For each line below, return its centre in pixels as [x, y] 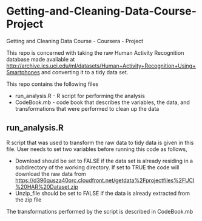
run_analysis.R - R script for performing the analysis [80, 96]
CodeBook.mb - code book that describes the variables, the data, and [102, 102]
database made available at [41, 59]
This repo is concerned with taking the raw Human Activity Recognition [95, 52]
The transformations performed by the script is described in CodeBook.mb [100, 211]
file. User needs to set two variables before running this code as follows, [97, 149]
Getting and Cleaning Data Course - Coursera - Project [75, 41]
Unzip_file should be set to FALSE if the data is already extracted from [102, 193]
